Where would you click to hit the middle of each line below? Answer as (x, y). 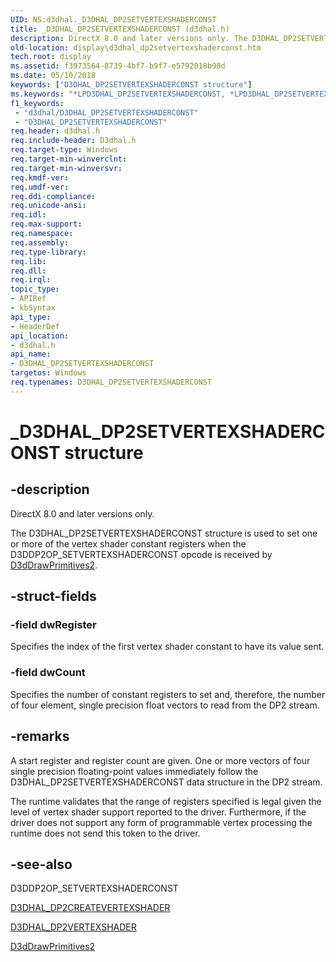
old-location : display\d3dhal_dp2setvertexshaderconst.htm (136, 47)
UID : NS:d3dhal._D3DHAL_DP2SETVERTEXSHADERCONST (113, 19)
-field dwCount (48, 673)
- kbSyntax (33, 308)
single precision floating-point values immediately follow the (134, 771)
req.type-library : (48, 252)
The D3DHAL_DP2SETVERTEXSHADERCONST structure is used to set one (164, 533)
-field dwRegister (53, 625)
